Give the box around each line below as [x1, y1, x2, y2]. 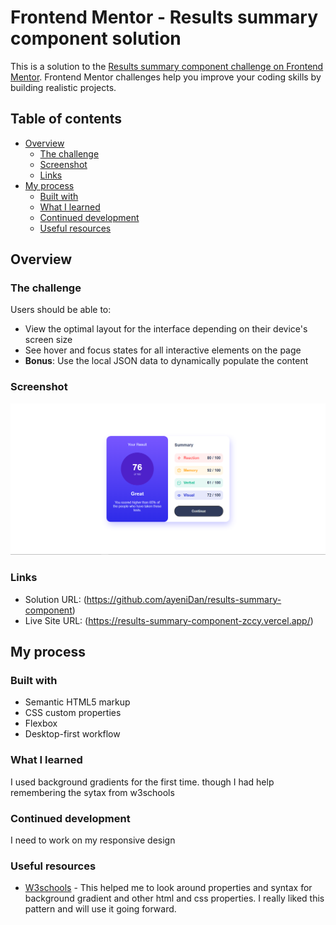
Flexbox [24, 717, 58, 730]
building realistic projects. [10, 81, 117, 93]
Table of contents [10, 111, 122, 128]
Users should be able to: [10, 304, 112, 316]
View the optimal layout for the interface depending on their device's [24, 323, 308, 335]
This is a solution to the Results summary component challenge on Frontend [10, 60, 324, 72]
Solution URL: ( [24, 593, 87, 605]
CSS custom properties [24, 707, 122, 719]
